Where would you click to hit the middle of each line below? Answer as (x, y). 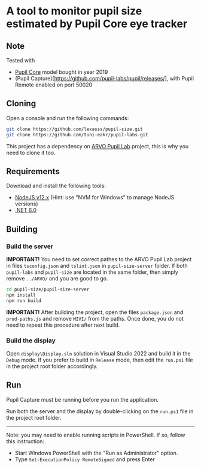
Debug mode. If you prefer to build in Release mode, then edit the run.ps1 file (100, 360)
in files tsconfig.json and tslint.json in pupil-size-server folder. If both (97, 266)
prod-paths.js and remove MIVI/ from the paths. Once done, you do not (95, 318)
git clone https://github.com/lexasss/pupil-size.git (75, 129)
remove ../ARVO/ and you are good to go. (57, 279)
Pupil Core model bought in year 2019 (61, 72)
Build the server (30, 246)
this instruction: (25, 441)
